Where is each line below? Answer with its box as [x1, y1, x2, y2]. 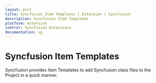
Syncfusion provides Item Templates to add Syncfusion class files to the [5, 67, 151, 73]
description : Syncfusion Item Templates [5, 16, 89, 21]
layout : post [5, 7, 32, 12]
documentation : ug [5, 30, 43, 35]
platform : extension [5, 21, 48, 26]
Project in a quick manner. [5, 72, 58, 78]
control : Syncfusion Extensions [5, 25, 71, 30]
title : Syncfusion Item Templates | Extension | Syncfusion [5, 12, 131, 17]
